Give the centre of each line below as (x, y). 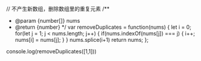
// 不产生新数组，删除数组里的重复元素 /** (58, 9)
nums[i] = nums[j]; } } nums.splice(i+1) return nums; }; (82, 40)
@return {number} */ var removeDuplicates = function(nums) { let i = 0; (103, 27)
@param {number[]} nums (47, 21)
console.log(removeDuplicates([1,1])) (52, 51)
